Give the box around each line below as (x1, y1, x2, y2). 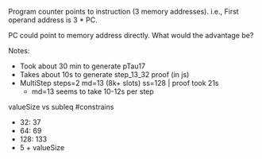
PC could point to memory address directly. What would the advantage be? (8, 31, 254, 40)
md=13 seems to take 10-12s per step (31, 87, 155, 96)
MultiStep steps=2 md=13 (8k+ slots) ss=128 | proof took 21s (19, 79, 219, 87)
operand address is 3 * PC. (8, 15, 98, 25)
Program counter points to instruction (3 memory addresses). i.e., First (8, 7, 240, 16)
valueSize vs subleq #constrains (8, 103, 114, 111)
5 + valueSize (19, 143, 65, 152)
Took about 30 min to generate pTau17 (19, 61, 145, 71)
